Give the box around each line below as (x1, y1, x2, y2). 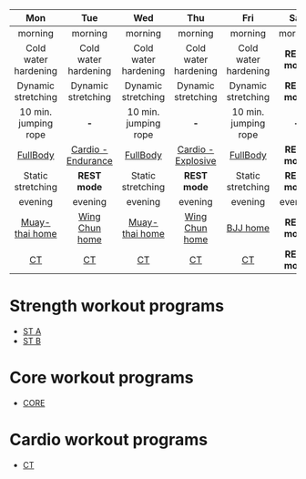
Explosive (175, 155, 217, 167)
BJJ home (226, 222, 270, 234)
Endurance (66, 155, 114, 167)
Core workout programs (9, 368, 194, 388)
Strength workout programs (9, 296, 225, 317)
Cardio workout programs (9, 430, 209, 450)
